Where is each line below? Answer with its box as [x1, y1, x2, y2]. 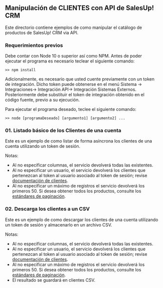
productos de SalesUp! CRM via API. [5, 29, 79, 36]
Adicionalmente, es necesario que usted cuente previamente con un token [5, 76, 155, 82]
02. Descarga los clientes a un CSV [5, 206, 90, 212]
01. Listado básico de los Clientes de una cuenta [5, 127, 122, 134]
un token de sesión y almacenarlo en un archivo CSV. [5, 222, 112, 227]
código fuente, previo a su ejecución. [5, 97, 80, 103]
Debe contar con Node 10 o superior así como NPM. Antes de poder [5, 53, 143, 59]
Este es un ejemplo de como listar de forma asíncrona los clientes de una [5, 138, 152, 144]
